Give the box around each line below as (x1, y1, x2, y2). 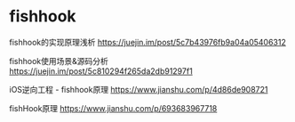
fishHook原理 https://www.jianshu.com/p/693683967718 (9, 102, 218, 113)
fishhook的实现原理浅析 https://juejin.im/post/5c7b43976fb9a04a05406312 (9, 37, 286, 47)
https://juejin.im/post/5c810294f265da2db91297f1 (9, 65, 193, 77)
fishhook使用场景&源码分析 (9, 55, 109, 66)
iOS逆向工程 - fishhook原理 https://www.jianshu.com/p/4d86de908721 (9, 84, 268, 94)
